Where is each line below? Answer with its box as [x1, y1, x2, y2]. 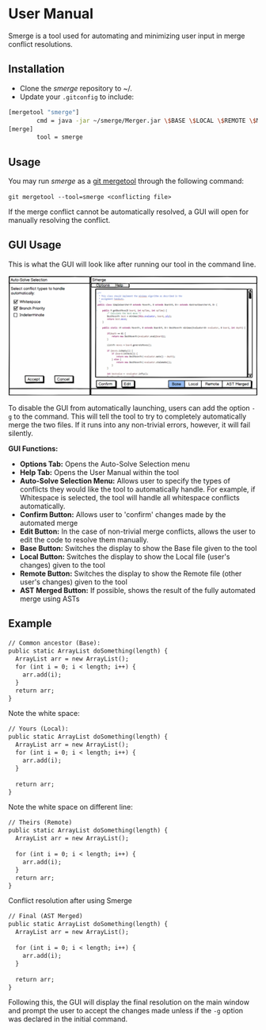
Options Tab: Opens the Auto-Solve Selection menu [19, 459, 190, 469]
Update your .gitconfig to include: [19, 92, 135, 101]
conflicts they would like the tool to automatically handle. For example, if [19, 484, 256, 494]
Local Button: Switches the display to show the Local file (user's [19, 552, 230, 561]
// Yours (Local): [8, 725, 69, 733]
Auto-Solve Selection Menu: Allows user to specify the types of [19, 477, 231, 486]
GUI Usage [8, 239, 62, 252]
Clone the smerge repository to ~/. [19, 83, 133, 93]
